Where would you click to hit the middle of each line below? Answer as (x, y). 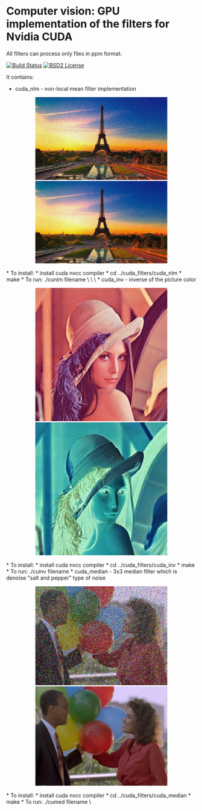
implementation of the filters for (88, 24)
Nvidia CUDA (39, 37)
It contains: (20, 77)
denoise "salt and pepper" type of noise (56, 578)
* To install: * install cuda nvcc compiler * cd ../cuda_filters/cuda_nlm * (94, 273)
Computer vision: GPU (63, 11)
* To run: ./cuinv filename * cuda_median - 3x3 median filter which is (92, 571)
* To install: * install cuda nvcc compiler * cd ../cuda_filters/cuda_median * (99, 795)
